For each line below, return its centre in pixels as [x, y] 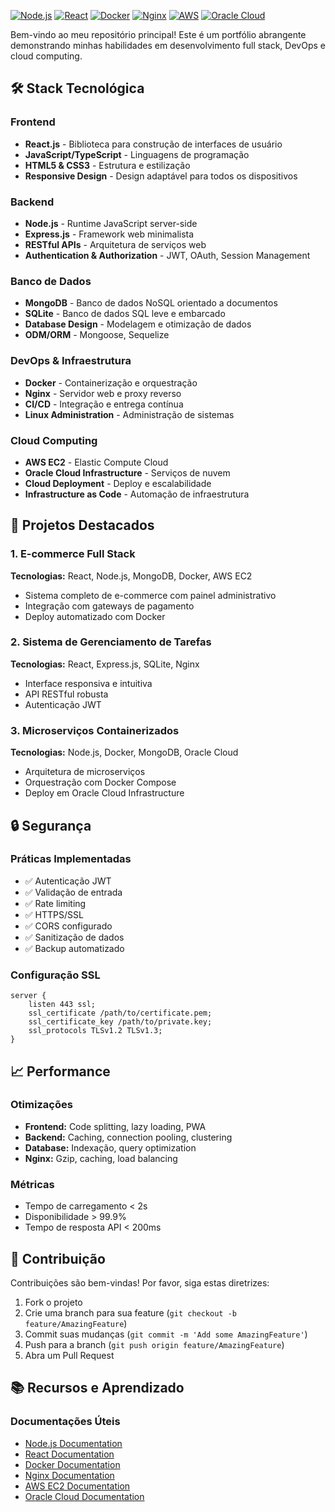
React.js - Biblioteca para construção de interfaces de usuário [153, 144]
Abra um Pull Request [69, 1355]
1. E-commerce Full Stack [73, 554]
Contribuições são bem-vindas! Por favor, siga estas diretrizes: [140, 1282]
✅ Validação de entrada [73, 892]
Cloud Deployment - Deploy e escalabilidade [118, 483]
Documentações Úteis [65, 1422]
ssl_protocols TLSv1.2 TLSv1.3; [95, 1031]
